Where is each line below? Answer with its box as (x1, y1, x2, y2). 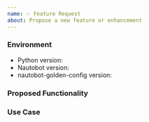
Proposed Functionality (7, 88, 89, 98)
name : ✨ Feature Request (7, 10, 81, 18)
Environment (7, 40, 52, 50)
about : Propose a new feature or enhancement (7, 17, 142, 24)
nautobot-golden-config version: (17, 71, 112, 79)
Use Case (7, 107, 41, 116)
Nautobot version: (17, 63, 70, 72)
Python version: (17, 55, 63, 64)
